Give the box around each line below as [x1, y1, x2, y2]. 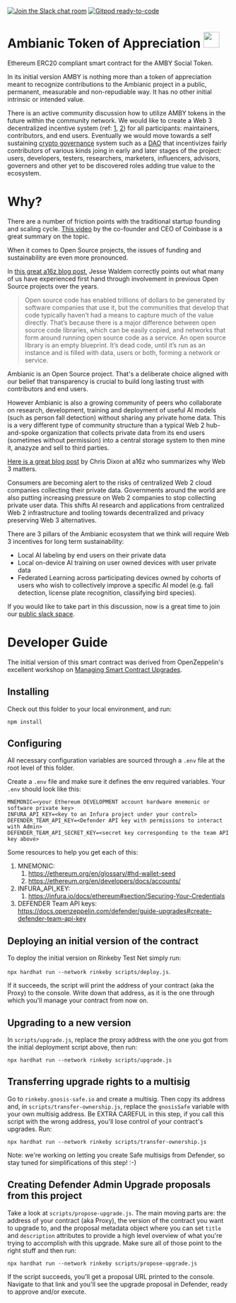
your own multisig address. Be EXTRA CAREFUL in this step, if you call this [7, 1109, 225, 1118]
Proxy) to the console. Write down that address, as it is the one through [7, 989, 215, 997]
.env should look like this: [7, 785, 81, 794]
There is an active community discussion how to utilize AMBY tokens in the [7, 108, 226, 117]
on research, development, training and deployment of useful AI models [7, 405, 217, 414]
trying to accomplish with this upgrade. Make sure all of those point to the [7, 1239, 223, 1247]
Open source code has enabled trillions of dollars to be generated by [24, 296, 225, 304]
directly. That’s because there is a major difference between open [24, 318, 216, 327]
